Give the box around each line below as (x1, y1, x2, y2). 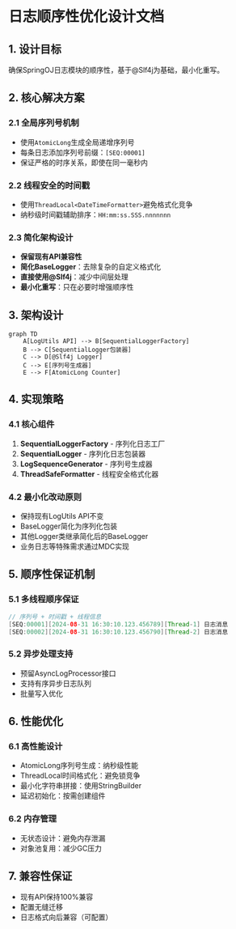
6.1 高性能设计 (8, 741, 63, 752)
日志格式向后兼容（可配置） (19, 912, 113, 923)
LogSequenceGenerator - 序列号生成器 (19, 459, 153, 469)
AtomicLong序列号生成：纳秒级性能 (19, 761, 139, 770)
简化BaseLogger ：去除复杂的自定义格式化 (19, 262, 162, 272)
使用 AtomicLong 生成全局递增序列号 (19, 137, 135, 146)
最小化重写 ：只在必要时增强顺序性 (19, 282, 134, 292)
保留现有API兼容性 (19, 252, 82, 261)
